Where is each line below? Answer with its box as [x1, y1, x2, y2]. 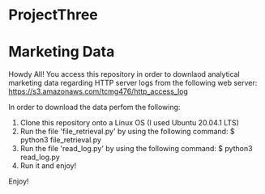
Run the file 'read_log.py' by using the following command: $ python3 [19, 144, 253, 154]
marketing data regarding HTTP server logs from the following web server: [8, 78, 258, 88]
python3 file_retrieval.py [19, 135, 101, 145]
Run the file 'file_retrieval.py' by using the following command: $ [19, 127, 235, 137]
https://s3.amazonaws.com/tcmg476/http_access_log [8, 86, 189, 96]
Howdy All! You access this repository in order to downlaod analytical [8, 70, 241, 79]
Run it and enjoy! [19, 161, 77, 171]
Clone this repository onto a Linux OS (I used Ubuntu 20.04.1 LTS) [19, 118, 239, 128]
